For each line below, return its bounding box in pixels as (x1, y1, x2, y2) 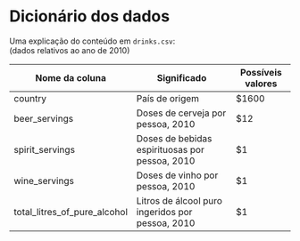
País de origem (136, 92, 199, 104)
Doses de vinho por (136, 169, 219, 181)
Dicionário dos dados (9, 6, 171, 27)
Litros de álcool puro (136, 194, 223, 206)
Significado (156, 71, 207, 84)
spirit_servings (13, 143, 76, 156)
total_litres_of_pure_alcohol (13, 205, 128, 218)
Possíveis (239, 66, 283, 78)
